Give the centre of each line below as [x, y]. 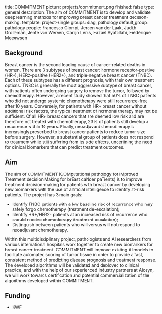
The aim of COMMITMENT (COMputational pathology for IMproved [72, 174]
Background [24, 53]
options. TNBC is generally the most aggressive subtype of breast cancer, [79, 85]
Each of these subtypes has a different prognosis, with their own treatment [80, 80]
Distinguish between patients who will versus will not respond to [76, 224]
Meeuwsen [16, 38]
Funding [18, 296]
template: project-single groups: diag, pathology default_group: [85, 22]
